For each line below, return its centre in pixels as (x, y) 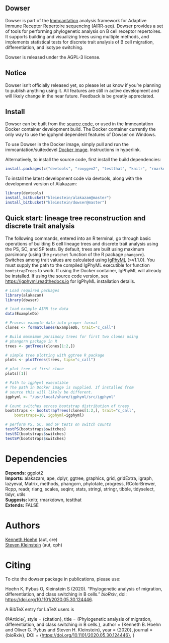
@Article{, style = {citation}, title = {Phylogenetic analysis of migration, (78, 619)
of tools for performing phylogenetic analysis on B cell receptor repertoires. (83, 31)
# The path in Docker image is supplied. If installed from (70, 387)
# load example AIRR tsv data (37, 309)
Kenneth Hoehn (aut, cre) (31, 539)
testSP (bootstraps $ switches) (36, 438)
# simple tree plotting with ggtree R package (55, 355)
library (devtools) (24, 193)
